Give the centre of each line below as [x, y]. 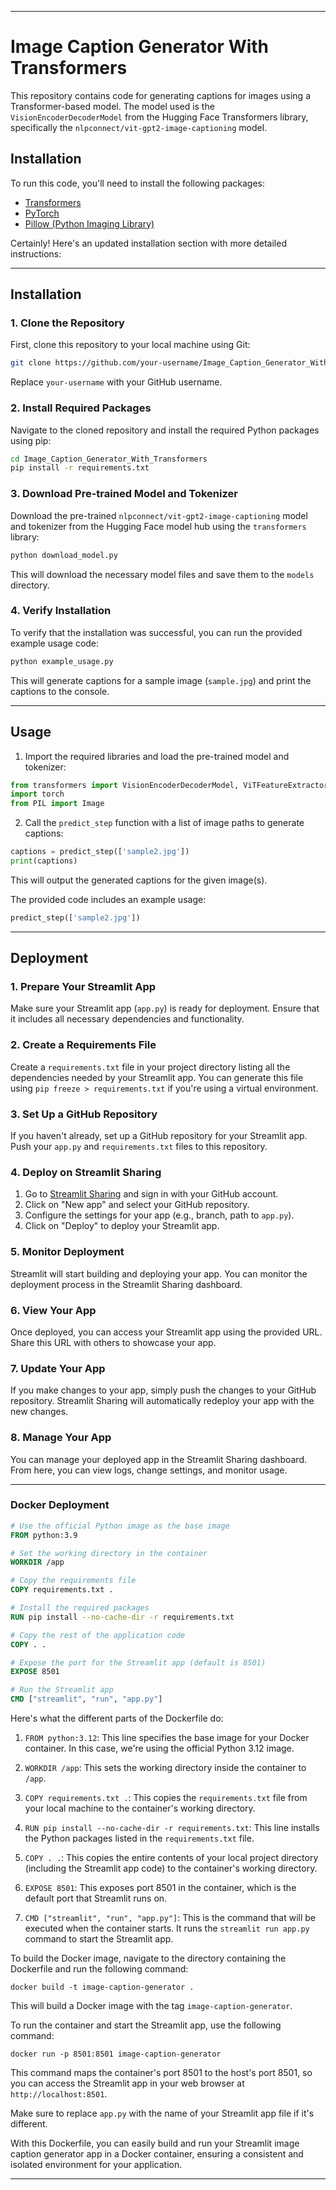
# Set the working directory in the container [109, 1553]
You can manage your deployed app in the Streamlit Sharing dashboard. [158, 1459]
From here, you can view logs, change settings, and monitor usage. [149, 1470]
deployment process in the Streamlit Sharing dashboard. [126, 1284]
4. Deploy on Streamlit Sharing [86, 1172]
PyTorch [42, 213]
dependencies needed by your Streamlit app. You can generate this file [157, 1077]
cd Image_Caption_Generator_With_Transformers [109, 459]
